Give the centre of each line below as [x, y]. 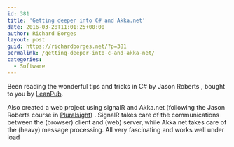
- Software [29, 66]
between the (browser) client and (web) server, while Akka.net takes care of [117, 122]
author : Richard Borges [42, 33]
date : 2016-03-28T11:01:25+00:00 [56, 27]
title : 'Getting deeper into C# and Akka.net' [76, 20]
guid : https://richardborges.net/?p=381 [67, 46]
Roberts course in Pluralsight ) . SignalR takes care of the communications [113, 115]
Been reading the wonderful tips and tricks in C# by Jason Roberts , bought [116, 86]
